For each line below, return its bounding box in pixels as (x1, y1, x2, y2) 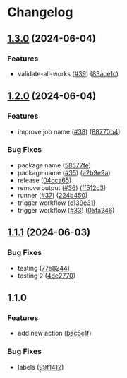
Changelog (7, 4, 73, 20)
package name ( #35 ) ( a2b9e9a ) (17, 168, 111, 177)
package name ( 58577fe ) (17, 160, 92, 170)
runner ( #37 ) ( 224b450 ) (17, 191, 88, 199)
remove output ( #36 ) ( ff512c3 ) (17, 183, 107, 191)
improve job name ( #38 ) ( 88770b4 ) (17, 127, 121, 136)
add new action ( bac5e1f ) (17, 329, 92, 338)
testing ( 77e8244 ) (17, 264, 71, 272)
